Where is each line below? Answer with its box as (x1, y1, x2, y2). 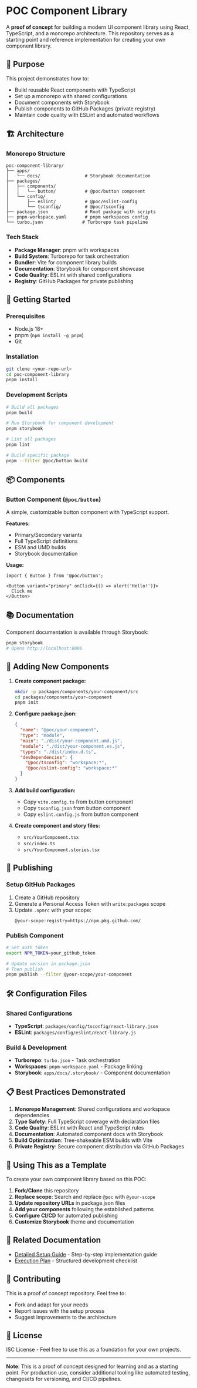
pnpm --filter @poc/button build (6, 458, 88, 463)
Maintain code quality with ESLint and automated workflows (14, 111, 159, 118)
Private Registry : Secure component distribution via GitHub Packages (14, 1143, 185, 1150)
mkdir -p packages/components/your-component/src (14, 688, 139, 694)
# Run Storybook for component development (6, 420, 114, 426)
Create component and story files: (14, 822, 101, 829)
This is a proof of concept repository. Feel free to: (6, 1289, 126, 1296)
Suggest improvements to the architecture (14, 1313, 117, 1320)
